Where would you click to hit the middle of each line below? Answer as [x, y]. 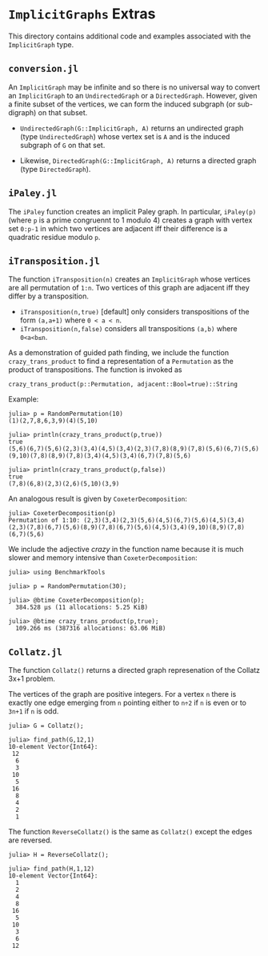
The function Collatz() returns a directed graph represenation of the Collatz [134, 670]
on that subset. [63, 112]
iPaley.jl [33, 193]
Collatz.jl [35, 652]
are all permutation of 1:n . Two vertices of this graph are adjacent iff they [129, 288]
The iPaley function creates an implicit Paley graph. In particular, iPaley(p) [132, 211]
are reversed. [30, 840]
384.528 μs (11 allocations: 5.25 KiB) [82, 608]
